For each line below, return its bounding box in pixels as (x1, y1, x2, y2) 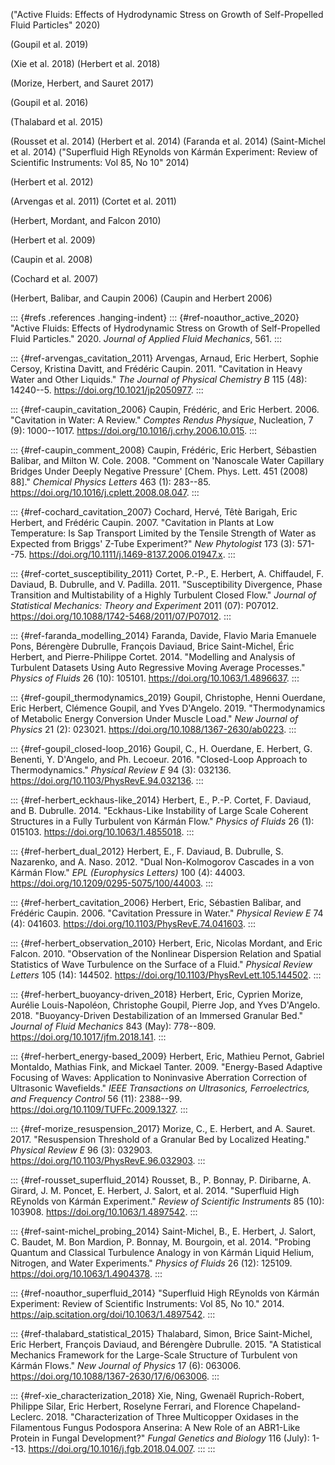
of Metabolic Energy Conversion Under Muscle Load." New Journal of (10, 713, 299, 724)
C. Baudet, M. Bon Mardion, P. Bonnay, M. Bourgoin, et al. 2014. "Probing (10, 1236, 312, 1248)
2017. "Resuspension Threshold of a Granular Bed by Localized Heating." (10, 1134, 310, 1145)
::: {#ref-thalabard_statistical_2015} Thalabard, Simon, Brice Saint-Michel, (10, 1328, 313, 1339)
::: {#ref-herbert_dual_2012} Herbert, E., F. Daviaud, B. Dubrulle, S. (10, 845, 284, 857)
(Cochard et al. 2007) (10, 273, 99, 284)
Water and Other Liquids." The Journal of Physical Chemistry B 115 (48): (10, 374, 308, 385)
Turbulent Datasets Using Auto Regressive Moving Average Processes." (10, 662, 306, 673)
